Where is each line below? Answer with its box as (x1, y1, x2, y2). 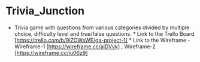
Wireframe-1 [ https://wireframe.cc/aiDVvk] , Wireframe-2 (14, 43, 156, 50)
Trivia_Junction (5, 4, 85, 18)
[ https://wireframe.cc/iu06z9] (14, 49, 88, 56)
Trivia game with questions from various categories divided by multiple (14, 24, 190, 31)
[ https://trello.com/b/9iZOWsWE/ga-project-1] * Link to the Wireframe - (14, 36, 190, 44)
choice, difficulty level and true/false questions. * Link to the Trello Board (14, 30, 195, 37)
